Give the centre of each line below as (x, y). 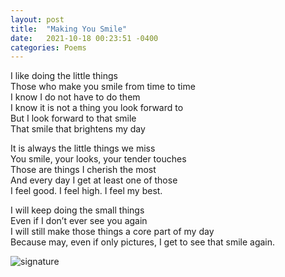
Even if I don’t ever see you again (79, 221)
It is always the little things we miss (83, 148)
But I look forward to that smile (73, 118)
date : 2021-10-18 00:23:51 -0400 (84, 38)
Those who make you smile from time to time (103, 87)
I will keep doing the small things (77, 210)
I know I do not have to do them (75, 97)
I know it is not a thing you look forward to (97, 108)
